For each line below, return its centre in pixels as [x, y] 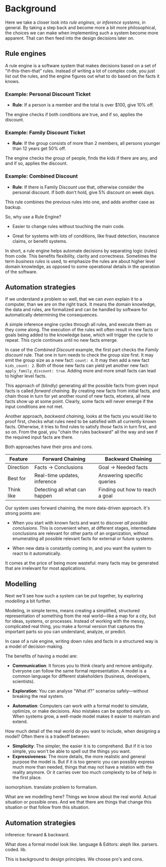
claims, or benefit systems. [40, 241]
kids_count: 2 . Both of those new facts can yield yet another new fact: [77, 365]
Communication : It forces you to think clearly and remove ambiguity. [83, 666]
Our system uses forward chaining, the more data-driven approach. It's [78, 508]
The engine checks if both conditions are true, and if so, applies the [74, 115]
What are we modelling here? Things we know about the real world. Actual [81, 797]
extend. [20, 722]
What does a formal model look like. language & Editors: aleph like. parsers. [82, 844]
